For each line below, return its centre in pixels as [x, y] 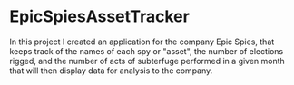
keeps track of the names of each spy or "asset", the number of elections [147, 51]
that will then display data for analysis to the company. [111, 71]
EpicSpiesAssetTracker [100, 17]
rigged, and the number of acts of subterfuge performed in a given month [147, 61]
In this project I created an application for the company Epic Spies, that [142, 42]
